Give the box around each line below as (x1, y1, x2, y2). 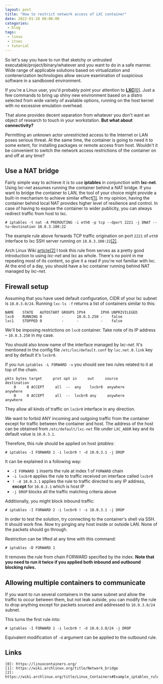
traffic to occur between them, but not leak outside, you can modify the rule (5, 597, 157, 603)
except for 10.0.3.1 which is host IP (12, 483, 85, 489)
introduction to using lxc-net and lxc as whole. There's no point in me (5, 253, 144, 259)
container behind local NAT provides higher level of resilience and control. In (5, 201, 158, 206)
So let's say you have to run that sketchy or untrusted (5, 57, 112, 62)
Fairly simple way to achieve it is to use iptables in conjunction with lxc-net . (5, 180, 157, 185)
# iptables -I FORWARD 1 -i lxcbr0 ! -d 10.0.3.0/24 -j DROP (5, 626, 131, 631)
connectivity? (5, 122, 34, 128)
